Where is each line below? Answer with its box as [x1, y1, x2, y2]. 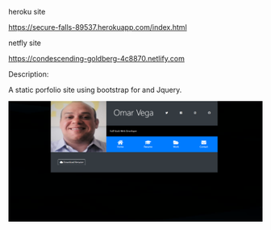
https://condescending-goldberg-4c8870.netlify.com [8, 54, 186, 63]
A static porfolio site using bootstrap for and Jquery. [8, 85, 182, 94]
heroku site [8, 7, 46, 16]
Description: [8, 69, 49, 79]
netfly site [8, 38, 42, 48]
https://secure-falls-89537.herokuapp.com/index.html [8, 23, 187, 31]
